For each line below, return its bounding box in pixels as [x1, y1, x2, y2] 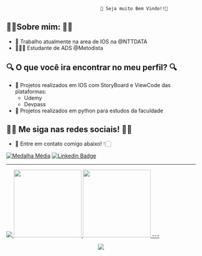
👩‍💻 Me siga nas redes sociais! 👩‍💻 [6, 124, 132, 135]
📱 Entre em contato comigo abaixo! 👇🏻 [14, 140, 111, 147]
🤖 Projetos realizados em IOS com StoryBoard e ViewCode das [14, 81, 171, 88]
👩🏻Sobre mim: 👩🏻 [6, 22, 73, 32]
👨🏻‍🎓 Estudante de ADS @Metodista [14, 44, 103, 51]
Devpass [23, 100, 46, 108]
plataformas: [14, 88, 47, 95]
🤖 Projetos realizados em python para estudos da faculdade [14, 107, 164, 114]
